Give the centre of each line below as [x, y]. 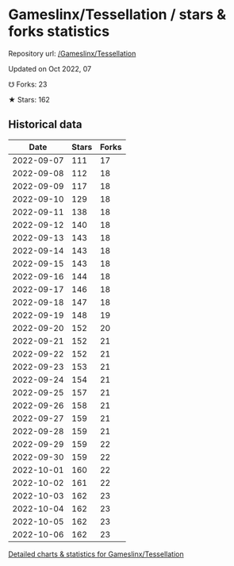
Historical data [45, 125]
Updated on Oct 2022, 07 [50, 68]
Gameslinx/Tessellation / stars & [117, 15]
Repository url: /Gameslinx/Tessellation [72, 53]
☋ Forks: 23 [28, 84]
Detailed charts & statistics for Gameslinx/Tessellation [96, 554]
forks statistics [59, 31]
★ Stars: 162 [29, 99]
